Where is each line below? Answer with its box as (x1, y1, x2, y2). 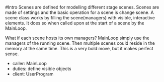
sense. (5, 51, 19, 57)
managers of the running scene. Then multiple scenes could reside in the (5, 40, 155, 46)
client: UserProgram (12, 71, 54, 77)
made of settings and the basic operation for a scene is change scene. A (5, 9, 154, 15)
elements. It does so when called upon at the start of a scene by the (5, 20, 145, 26)
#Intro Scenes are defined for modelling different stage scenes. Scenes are (5, 4, 160, 10)
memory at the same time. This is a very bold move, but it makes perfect (5, 46, 154, 51)
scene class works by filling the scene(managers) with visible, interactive (5, 15, 155, 20)
